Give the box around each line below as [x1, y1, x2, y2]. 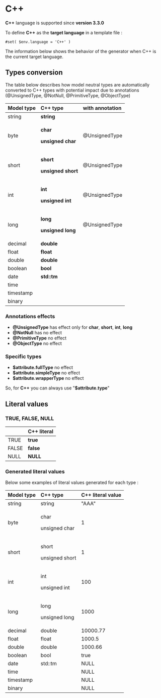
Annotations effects [5, 313, 55, 320]
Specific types [5, 353, 42, 360]
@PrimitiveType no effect [12, 335, 67, 341]
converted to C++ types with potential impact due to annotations [5, 87, 139, 93]
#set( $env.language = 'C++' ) [5, 39, 71, 45]
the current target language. [5, 54, 64, 60]
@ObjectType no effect [12, 340, 62, 346]
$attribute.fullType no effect [12, 365, 73, 371]
